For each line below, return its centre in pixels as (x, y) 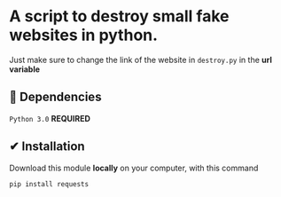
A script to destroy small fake (119, 16)
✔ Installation (47, 147)
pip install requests (49, 184)
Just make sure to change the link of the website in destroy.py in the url (140, 59)
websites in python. (83, 35)
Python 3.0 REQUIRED (50, 118)
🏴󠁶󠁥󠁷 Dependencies (55, 97)
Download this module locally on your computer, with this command (134, 168)
